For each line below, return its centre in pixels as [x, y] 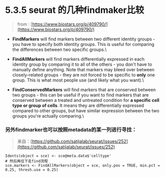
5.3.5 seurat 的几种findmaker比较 [75, 10]
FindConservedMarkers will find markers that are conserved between [84, 89]
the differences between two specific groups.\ [60, 49]
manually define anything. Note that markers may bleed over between [83, 69]
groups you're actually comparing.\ [48, 116]
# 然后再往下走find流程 [27, 161]
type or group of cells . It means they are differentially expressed [78, 105]
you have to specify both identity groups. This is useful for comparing [83, 44]
